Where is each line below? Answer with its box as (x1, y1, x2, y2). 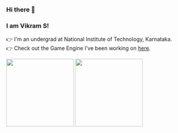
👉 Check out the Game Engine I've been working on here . (6, 45, 151, 52)
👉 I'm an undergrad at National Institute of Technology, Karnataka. (6, 36, 173, 43)
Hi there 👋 (6, 5, 36, 14)
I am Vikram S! (6, 21, 49, 29)
